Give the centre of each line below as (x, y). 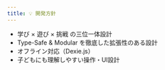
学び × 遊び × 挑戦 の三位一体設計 (65, 34)
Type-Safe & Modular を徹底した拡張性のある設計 (87, 43)
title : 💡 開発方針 (32, 13)
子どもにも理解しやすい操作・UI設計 (68, 60)
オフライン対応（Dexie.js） (55, 51)
